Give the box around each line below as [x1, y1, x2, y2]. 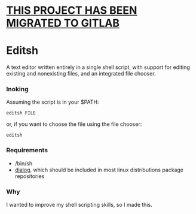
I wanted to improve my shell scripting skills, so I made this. [6, 201, 152, 209]
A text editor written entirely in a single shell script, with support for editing [6, 64, 190, 71]
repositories [14, 172, 45, 180]
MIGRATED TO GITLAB [6, 16, 120, 30]
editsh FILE [6, 110, 36, 116]
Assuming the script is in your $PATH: [6, 98, 100, 106]
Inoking [6, 85, 29, 94]
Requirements [6, 146, 48, 155]
